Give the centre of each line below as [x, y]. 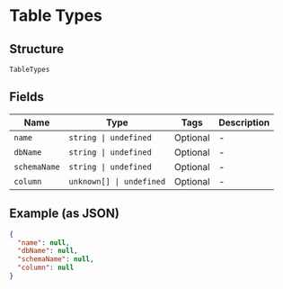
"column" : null [46, 268]
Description [244, 122]
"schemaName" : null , [56, 259]
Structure [37, 49]
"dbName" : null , [48, 251]
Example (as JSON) [64, 214]
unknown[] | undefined [117, 181]
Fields [27, 97]
